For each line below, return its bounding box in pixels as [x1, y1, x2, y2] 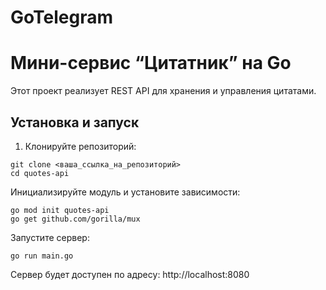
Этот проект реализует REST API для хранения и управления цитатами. [10, 85, 317, 97]
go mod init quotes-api [10, 205, 110, 215]
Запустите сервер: [10, 231, 90, 243]
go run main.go [10, 251, 74, 261]
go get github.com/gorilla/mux [10, 214, 141, 224]
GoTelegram [10, 6, 113, 29]
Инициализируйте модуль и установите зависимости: [10, 186, 241, 198]
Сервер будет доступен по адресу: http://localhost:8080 [10, 268, 250, 280]
